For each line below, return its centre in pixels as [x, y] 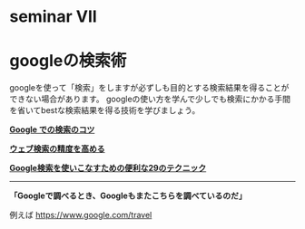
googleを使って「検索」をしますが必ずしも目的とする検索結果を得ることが [149, 88]
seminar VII [53, 17]
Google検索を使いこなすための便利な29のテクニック [108, 168]
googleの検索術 [68, 61]
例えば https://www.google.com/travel [81, 215]
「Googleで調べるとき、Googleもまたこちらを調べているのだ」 [128, 196]
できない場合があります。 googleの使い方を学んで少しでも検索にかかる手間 [150, 99]
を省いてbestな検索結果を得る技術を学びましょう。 [105, 110]
